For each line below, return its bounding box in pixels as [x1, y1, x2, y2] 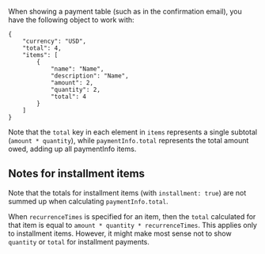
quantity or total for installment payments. [8, 237, 150, 246]
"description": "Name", [50, 72, 129, 80]
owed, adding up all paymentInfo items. [8, 144, 137, 154]
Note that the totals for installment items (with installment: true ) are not [8, 188, 247, 197]
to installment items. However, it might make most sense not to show [8, 229, 232, 238]
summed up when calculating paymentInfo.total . [8, 196, 168, 206]
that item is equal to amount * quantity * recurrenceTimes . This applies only [8, 220, 257, 229]
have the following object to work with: [8, 15, 134, 25]
